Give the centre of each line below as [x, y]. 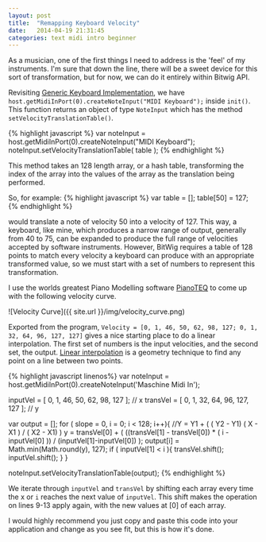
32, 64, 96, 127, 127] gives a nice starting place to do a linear [112, 335]
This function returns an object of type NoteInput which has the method [125, 110]
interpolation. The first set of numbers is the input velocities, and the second [133, 344]
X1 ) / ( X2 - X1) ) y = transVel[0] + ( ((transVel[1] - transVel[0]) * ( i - [119, 432]
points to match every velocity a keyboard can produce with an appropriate [131, 256]
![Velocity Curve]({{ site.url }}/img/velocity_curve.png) [96, 312]
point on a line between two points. [66, 361]
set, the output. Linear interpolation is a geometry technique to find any [125, 352]
